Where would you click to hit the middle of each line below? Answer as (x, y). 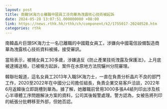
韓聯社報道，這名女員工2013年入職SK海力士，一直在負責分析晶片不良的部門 (83, 77)
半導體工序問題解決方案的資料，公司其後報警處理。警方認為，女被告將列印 (86, 96)
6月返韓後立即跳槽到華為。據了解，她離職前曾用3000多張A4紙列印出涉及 (81, 89)
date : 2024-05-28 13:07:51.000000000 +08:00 (52, 19)
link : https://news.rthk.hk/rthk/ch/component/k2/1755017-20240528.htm (81, 24)
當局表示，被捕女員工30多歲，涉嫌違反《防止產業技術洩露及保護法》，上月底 (83, 60)
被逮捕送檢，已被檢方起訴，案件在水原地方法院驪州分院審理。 (69, 66)
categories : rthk (23, 28)
